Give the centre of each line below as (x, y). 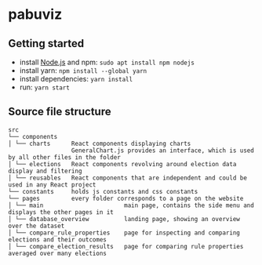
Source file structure (60, 112)
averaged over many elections (58, 253)
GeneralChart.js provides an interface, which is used (163, 151)
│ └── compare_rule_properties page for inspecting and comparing (124, 233)
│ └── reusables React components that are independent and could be (127, 178)
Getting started (46, 44)
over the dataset (36, 226)
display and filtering (45, 171)
